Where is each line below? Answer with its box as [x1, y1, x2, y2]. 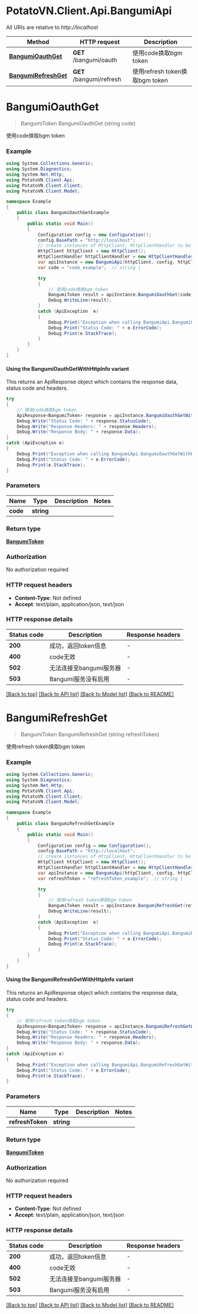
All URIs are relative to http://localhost [6, 24, 98, 31]
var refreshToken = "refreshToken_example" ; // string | [37, 875, 183, 882]
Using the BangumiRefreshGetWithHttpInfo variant [6, 976, 134, 983]
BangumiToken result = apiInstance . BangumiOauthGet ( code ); [48, 292, 196, 298]
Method [27, 37, 49, 46]
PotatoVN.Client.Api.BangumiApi [6, 4, 172, 18]
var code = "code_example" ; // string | [37, 264, 141, 270]
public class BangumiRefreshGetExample [16, 821, 115, 827]
